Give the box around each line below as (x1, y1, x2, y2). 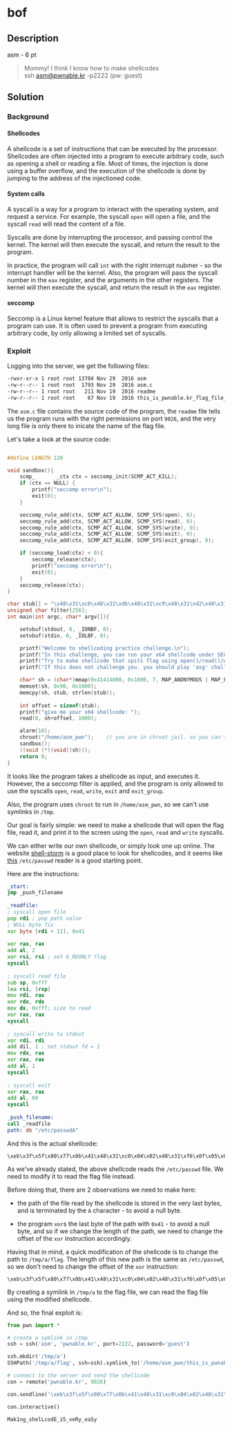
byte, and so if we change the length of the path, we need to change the (17, 1227, 223, 1235)
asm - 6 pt (7, 50, 37, 59)
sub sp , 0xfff (7, 979, 48, 986)
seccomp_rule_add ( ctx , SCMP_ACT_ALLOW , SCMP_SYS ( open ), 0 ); (19, 511, 196, 519)
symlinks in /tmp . (7, 807, 55, 815)
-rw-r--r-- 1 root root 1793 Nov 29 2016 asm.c (7, 382, 153, 389)
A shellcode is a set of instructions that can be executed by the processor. (7, 144, 219, 153)
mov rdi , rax (7, 992, 45, 999)
